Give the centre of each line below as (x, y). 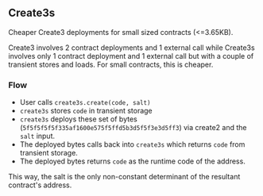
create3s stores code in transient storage (86, 111)
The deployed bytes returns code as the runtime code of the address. (133, 161)
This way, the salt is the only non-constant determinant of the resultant (124, 177)
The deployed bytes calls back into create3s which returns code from (132, 144)
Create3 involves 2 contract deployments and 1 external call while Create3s (132, 48)
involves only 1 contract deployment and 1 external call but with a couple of (131, 56)
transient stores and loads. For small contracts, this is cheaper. (111, 64)
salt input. (37, 136)
